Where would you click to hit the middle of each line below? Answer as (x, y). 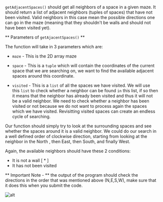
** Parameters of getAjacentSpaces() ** (45, 37)
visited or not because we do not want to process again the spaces (79, 106)
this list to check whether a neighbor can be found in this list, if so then (85, 91)
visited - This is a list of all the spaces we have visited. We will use (81, 85)
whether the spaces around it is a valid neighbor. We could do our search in (81, 131)
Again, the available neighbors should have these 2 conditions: (68, 151)
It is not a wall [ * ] (30, 160)
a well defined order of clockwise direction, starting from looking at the (76, 136)
